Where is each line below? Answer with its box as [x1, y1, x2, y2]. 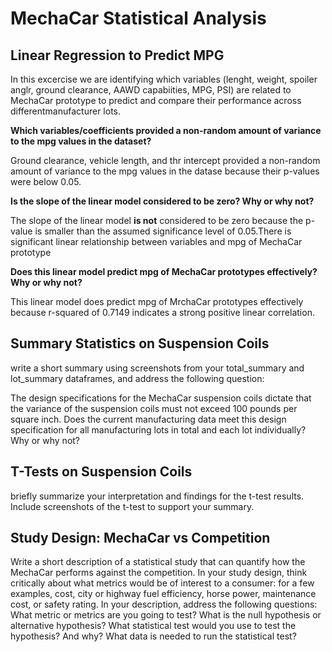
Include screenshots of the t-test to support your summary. [10, 500, 255, 512]
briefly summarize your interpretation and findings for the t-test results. [10, 490, 305, 502]
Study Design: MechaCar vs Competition [10, 530, 271, 547]
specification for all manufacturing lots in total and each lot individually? [10, 423, 307, 436]
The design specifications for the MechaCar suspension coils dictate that [10, 392, 312, 404]
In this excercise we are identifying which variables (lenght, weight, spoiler [10, 73, 318, 85]
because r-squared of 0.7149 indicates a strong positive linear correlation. [10, 307, 315, 318]
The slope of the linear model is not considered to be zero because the [10, 215, 304, 226]
